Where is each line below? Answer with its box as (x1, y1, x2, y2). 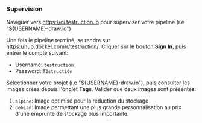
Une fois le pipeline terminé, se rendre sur (6, 37, 110, 44)
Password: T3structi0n (14, 68, 73, 75)
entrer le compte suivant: (6, 49, 69, 57)
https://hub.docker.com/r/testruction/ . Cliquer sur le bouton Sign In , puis (6, 43, 186, 50)
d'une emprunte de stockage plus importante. (14, 110, 129, 118)
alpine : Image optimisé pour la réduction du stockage (14, 97, 149, 104)
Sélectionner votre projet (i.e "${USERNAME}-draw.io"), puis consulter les (6, 79, 190, 86)
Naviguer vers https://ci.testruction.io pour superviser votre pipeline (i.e (6, 19, 185, 26)
